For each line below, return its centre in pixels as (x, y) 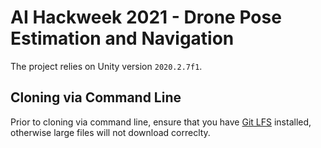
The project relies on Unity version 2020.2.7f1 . (106, 66)
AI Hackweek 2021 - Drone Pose (146, 17)
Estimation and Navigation (122, 38)
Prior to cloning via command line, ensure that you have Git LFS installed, (161, 122)
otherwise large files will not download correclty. (110, 132)
